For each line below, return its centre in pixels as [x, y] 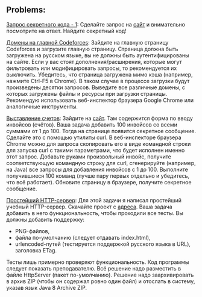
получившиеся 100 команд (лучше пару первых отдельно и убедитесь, [98, 176]
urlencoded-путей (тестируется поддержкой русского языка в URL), [103, 244]
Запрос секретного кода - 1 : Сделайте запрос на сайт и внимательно [96, 24]
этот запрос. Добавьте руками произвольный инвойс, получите [89, 157]
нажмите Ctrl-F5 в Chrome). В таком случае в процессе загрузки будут [98, 81]
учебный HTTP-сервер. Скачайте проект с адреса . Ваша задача [90, 207]
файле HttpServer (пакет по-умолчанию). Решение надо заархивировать [100, 275]
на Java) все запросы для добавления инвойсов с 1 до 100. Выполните [97, 169]
